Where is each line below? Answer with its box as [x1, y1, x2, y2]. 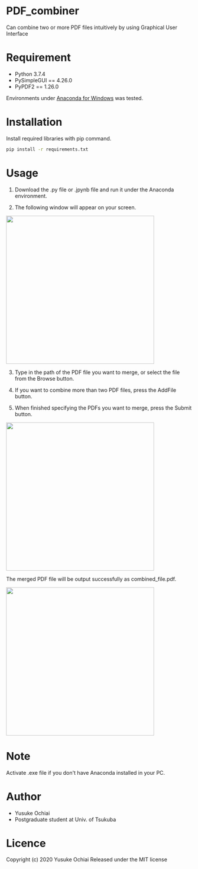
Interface [6, 30, 28, 37]
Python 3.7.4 [14, 70, 46, 78]
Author [6, 790, 41, 803]
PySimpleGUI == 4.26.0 [14, 76, 73, 84]
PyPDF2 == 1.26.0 [14, 83, 59, 90]
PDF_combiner [6, 4, 80, 18]
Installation [6, 116, 63, 129]
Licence [6, 836, 46, 850]
